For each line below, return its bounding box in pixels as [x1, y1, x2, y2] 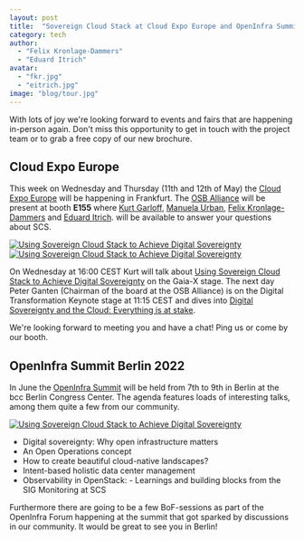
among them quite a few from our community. [9, 402, 180, 413]
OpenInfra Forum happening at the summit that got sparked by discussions [9, 512, 290, 523]
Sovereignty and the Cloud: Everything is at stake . [9, 305, 196, 316]
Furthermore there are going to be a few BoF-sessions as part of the [9, 502, 264, 513]
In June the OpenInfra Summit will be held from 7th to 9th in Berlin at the [9, 382, 280, 394]
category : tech [9, 30, 67, 39]
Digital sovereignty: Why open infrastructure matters [22, 436, 219, 448]
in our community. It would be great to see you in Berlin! [9, 521, 218, 532]
